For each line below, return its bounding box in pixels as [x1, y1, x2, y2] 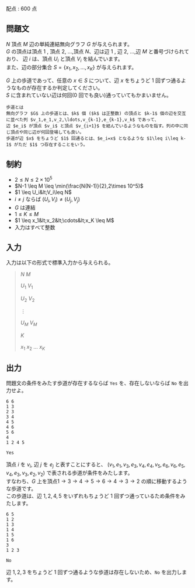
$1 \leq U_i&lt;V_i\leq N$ [14, 188, 72, 195]
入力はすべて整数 [14, 223, 55, 230]
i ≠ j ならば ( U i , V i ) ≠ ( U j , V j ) [14, 195, 81, 204]
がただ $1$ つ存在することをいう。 [13, 142, 88, 148]
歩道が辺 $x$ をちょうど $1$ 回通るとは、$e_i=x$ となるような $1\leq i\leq [6, 135, 179, 142]
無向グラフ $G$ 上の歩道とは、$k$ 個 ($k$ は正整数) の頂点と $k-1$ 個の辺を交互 [6, 111, 186, 117]
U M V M [20, 319, 37, 327]
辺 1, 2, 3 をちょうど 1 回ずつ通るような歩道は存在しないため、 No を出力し [6, 569, 182, 576]
